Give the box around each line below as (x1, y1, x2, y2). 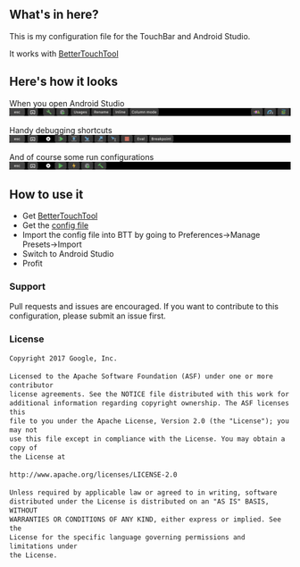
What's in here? (9, 7, 100, 22)
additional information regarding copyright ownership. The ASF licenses (9, 399, 290, 408)
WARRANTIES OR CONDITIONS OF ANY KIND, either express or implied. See (9, 515, 281, 524)
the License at (9, 453, 66, 461)
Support (9, 281, 46, 293)
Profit (21, 258, 43, 269)
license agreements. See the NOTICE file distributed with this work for (9, 390, 290, 399)
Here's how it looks (9, 74, 119, 89)
